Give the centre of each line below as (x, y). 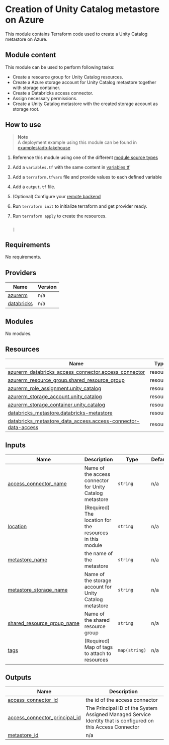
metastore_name (28, 559)
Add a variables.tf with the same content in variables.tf (71, 167)
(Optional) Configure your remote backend (57, 196)
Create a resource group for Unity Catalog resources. (68, 77)
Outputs (18, 678)
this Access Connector (113, 727)
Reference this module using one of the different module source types (85, 157)
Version (47, 287)
